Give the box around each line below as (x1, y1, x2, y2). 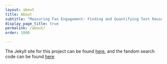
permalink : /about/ (5, 26, 46, 31)
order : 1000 (5, 30, 30, 35)
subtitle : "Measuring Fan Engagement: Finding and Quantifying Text (5, 16, 150, 21)
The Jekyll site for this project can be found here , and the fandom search (5, 48, 155, 54)
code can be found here (5, 54, 55, 60)
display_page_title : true (5, 21, 59, 26)
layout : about (5, 7, 35, 12)
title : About (5, 12, 32, 17)
